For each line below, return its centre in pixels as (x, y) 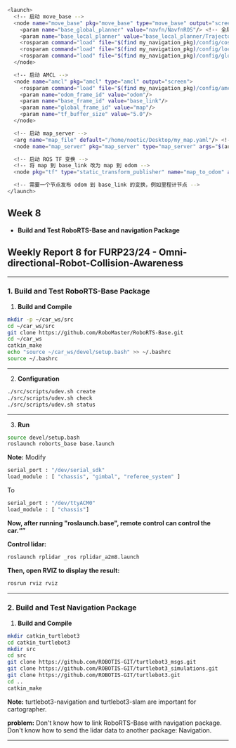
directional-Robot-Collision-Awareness (96, 263)
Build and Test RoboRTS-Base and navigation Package (99, 230)
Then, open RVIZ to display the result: (64, 570)
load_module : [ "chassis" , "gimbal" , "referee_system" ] (94, 477)
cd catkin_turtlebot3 (39, 643)
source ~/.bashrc (33, 359)
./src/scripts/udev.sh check (50, 398)
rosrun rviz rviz (33, 583)
